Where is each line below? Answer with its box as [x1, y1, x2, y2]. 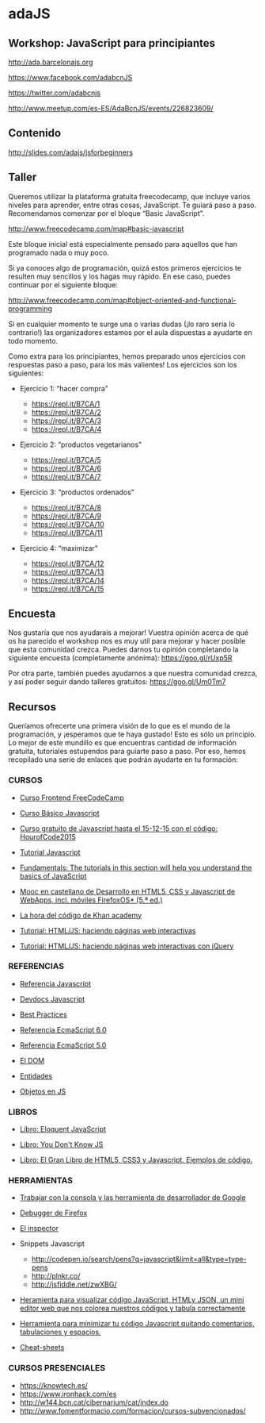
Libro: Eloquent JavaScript [19, 1125, 107, 1134]
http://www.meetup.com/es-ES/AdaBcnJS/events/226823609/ [8, 104, 214, 113]
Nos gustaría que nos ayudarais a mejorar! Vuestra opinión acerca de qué [8, 628, 249, 637]
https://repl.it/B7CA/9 [31, 511, 102, 521]
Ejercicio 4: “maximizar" [19, 543, 99, 552]
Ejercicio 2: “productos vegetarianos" [19, 440, 142, 449]
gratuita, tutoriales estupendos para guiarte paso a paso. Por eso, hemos [8, 747, 247, 756]
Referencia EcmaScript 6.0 [19, 1025, 107, 1034]
